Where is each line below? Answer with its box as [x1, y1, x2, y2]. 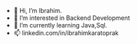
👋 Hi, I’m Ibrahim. [13, 7, 62, 14]
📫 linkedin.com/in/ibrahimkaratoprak [13, 29, 119, 37]
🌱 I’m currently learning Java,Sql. [13, 21, 108, 29]
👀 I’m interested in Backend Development [13, 14, 130, 22]
